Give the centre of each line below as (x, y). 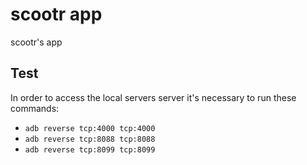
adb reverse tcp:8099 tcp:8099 (90, 149)
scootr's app (36, 42)
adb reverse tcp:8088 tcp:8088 (90, 139)
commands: (35, 108)
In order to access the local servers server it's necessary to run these (153, 97)
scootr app (56, 14)
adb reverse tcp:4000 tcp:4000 (90, 128)
